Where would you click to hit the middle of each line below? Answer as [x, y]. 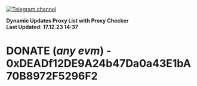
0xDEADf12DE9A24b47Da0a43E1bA [98, 64]
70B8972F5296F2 [52, 76]
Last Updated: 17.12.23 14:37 [42, 27]
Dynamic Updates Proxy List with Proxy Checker [67, 20]
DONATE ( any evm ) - [59, 51]
